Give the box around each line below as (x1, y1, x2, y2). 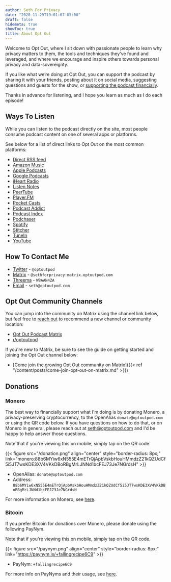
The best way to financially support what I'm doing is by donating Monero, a (5, 409, 165, 415)
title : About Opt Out (5, 31, 51, 36)
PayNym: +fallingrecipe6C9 (12, 561, 72, 567)
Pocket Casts (12, 199, 41, 206)
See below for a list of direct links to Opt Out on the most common (5, 141, 144, 147)
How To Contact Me (5, 252, 69, 261)
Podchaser (12, 216, 36, 222)
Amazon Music (12, 162, 44, 168)
